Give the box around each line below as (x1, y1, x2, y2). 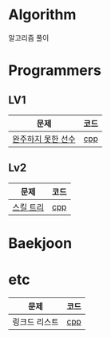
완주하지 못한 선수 (12, 133, 76, 144)
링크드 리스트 (12, 316, 59, 328)
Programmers (8, 61, 101, 80)
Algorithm (8, 6, 77, 24)
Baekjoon (8, 234, 73, 252)
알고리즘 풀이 (8, 33, 50, 42)
